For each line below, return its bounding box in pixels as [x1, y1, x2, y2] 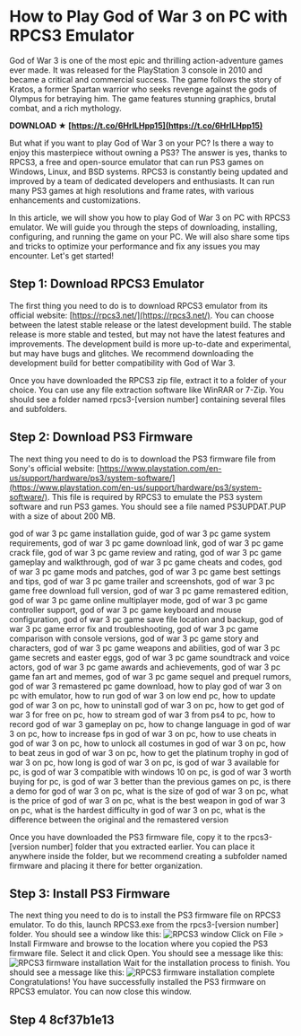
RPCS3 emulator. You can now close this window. [9, 986, 193, 997]
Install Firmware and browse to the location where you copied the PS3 [9, 938, 269, 949]
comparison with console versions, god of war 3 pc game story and [9, 633, 260, 644]
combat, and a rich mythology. [9, 102, 123, 113]
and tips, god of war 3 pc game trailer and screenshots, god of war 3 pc [9, 575, 276, 586]
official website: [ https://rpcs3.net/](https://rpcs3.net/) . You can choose [9, 310, 275, 320]
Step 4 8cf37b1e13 [9, 1012, 115, 1027]
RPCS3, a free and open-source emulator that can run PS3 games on [9, 156, 264, 167]
